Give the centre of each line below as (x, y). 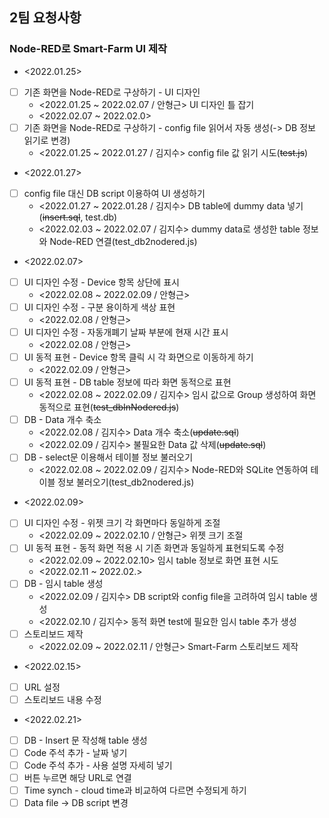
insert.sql (61, 217)
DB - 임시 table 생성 (63, 584)
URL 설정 (42, 687)
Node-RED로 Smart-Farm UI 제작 (88, 49)
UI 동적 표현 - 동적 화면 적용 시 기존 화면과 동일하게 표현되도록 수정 (154, 548)
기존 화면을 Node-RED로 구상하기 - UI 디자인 (112, 92)
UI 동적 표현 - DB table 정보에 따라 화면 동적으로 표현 (127, 382)
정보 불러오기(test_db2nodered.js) (126, 482)
